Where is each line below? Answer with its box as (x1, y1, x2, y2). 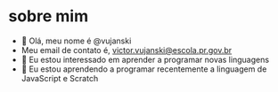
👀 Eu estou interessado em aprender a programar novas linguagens (20, 54, 269, 65)
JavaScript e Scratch (20, 73, 99, 83)
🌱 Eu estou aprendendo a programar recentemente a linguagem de (20, 64, 267, 74)
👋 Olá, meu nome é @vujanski (20, 35, 132, 46)
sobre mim (8, 6, 89, 27)
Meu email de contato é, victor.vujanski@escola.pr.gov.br (20, 44, 233, 55)
